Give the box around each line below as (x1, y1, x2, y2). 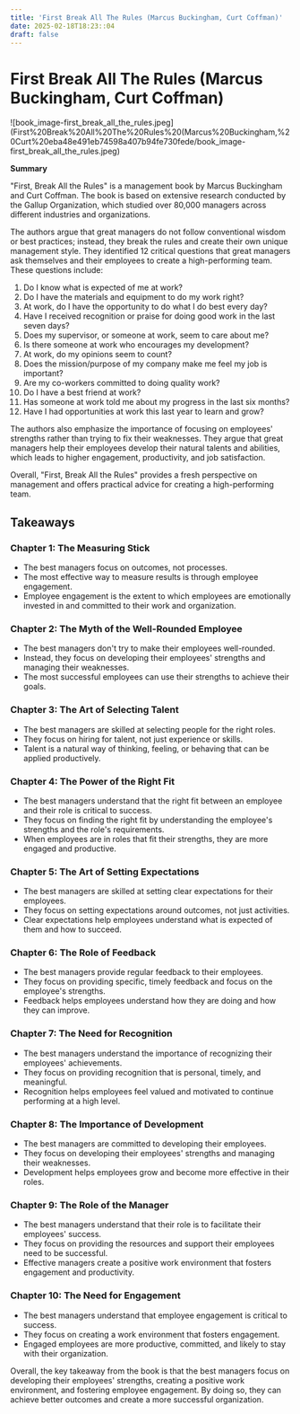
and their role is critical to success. (22, 804, 153, 815)
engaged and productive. (22, 843, 117, 854)
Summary (10, 163, 47, 174)
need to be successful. (22, 1248, 108, 1259)
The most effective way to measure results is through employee (22, 572, 259, 582)
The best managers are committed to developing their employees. (22, 1138, 267, 1149)
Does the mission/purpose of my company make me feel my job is (22, 358, 268, 369)
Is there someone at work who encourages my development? (22, 339, 250, 350)
